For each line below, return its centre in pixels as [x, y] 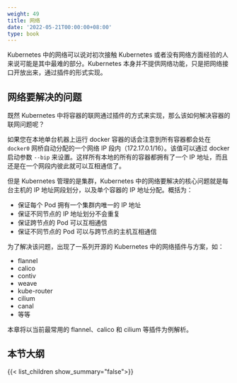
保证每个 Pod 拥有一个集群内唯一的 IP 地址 [79, 205]
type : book [23, 34]
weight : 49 [23, 14]
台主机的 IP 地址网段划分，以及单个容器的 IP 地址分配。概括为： [100, 190]
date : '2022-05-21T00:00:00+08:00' [60, 27]
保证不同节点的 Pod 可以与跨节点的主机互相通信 [87, 232]
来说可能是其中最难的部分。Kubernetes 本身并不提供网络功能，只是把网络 [115, 64]
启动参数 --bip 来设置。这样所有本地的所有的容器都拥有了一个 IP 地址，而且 [118, 157]
